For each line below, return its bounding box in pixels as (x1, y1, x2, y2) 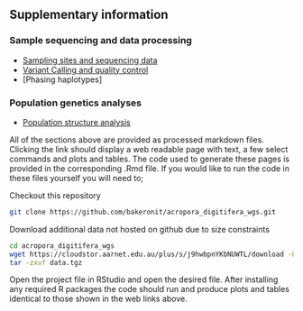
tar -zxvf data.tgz (9, 258, 83, 267)
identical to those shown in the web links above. (9, 293, 188, 305)
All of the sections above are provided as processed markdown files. (9, 134, 264, 145)
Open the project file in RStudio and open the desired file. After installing (9, 274, 279, 285)
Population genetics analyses (9, 96, 142, 109)
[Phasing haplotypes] (22, 74, 103, 85)
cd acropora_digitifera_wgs (9, 241, 115, 251)
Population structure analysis (22, 116, 131, 127)
